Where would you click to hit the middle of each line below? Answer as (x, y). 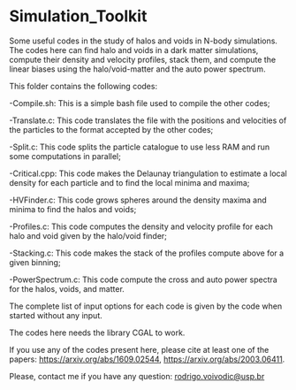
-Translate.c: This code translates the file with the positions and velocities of (148, 120)
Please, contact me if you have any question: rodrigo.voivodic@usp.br (137, 376)
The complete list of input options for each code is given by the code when (146, 306)
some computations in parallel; (65, 156)
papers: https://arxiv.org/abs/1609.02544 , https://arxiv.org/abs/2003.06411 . (147, 359)
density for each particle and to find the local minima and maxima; (129, 182)
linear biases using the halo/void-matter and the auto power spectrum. (138, 69)
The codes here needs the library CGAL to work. (97, 333)
